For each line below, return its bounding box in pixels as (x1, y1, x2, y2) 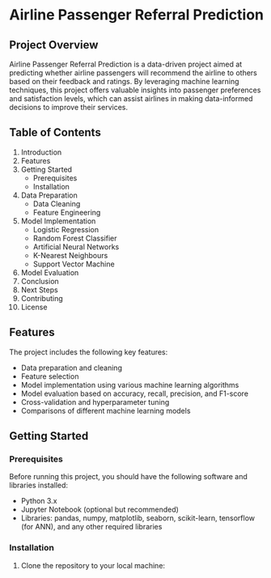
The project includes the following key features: (9, 346, 168, 357)
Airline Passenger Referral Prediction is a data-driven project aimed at (9, 59, 243, 69)
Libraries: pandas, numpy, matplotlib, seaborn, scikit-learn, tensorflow (20, 513, 256, 523)
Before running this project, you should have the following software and (9, 472, 248, 482)
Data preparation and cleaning (20, 363, 122, 372)
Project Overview (9, 38, 99, 52)
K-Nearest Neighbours (32, 250, 108, 260)
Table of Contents (9, 125, 102, 139)
